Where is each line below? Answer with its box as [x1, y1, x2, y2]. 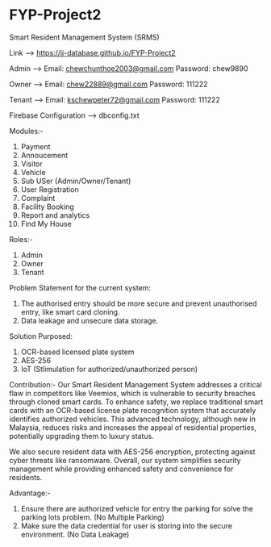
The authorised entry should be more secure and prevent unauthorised [20, 299, 257, 308]
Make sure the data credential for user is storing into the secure [20, 520, 233, 530]
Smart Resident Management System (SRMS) [9, 32, 160, 42]
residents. [9, 472, 43, 482]
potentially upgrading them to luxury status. [9, 431, 154, 441]
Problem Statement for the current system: [9, 282, 152, 292]
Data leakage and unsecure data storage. [20, 315, 159, 325]
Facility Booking [20, 202, 75, 211]
